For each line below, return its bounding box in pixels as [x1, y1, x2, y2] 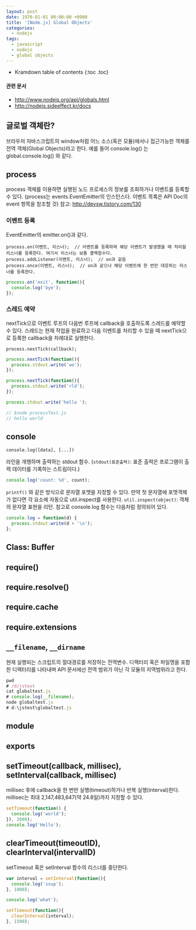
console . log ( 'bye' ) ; [11, 284, 61, 291]
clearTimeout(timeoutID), [6, 838, 101, 848]
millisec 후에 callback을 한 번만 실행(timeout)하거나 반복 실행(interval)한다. [6, 787, 180, 794]
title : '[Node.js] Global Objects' [6, 19, 93, 25]
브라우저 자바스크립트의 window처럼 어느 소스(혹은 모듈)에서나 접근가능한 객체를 [6, 137, 190, 145]
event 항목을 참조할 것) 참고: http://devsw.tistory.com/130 [6, 200, 142, 207]
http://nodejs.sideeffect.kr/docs [14, 102, 91, 109]
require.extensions [6, 622, 77, 632]
